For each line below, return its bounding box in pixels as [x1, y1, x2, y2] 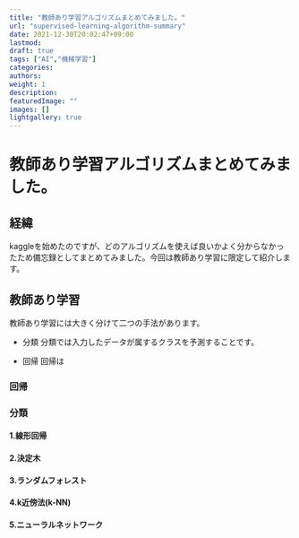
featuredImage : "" [9, 96, 78, 106]
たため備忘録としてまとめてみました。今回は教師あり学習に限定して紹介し [9, 252, 284, 263]
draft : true [9, 47, 54, 56]
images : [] [9, 105, 50, 114]
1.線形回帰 [9, 430, 47, 441]
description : [9, 88, 58, 97]
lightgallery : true [9, 113, 82, 122]
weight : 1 [9, 80, 47, 89]
